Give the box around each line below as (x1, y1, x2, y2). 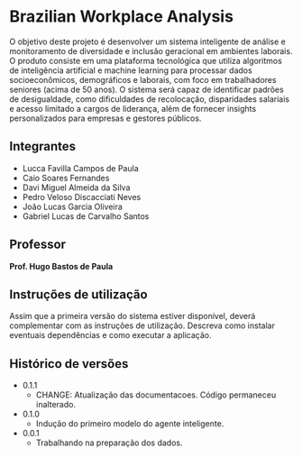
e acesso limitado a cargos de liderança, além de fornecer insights (9, 103, 257, 114)
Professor (9, 237, 66, 252)
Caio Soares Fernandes (22, 172, 110, 183)
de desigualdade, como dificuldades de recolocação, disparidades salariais (9, 93, 290, 105)
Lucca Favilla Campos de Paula (22, 162, 139, 173)
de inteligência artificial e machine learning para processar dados (9, 65, 252, 76)
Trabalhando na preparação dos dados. (35, 437, 183, 448)
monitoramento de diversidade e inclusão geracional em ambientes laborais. (9, 45, 293, 56)
